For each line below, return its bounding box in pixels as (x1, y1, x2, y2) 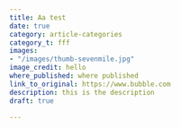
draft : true (9, 96, 54, 106)
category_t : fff (9, 38, 70, 47)
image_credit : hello (9, 63, 87, 72)
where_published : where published (9, 72, 139, 80)
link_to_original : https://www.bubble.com (9, 80, 171, 89)
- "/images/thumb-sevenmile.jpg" (9, 55, 135, 63)
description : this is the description (9, 88, 155, 97)
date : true (9, 21, 50, 30)
